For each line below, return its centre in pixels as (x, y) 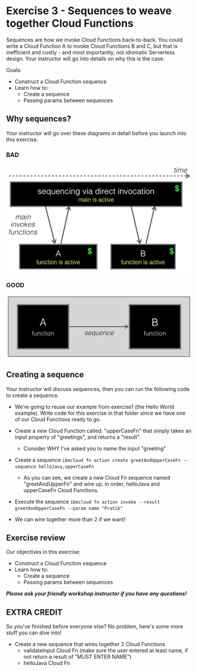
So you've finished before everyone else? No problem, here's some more (95, 627)
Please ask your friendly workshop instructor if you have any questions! (96, 594)
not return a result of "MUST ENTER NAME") (77, 657)
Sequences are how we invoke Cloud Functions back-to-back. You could (94, 40)
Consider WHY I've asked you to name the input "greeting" (95, 448)
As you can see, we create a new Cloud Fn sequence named (97, 477)
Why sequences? (39, 119)
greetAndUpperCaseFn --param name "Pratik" (69, 508)
